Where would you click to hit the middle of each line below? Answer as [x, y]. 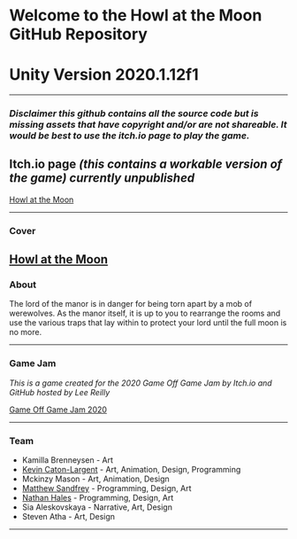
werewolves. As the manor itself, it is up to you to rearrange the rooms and [145, 313]
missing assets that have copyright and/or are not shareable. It [148, 125]
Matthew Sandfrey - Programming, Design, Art [107, 488]
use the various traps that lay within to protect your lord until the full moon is [148, 323]
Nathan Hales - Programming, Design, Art [98, 498]
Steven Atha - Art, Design [69, 517]
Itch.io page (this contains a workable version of [146, 164]
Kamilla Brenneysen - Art [67, 460]
